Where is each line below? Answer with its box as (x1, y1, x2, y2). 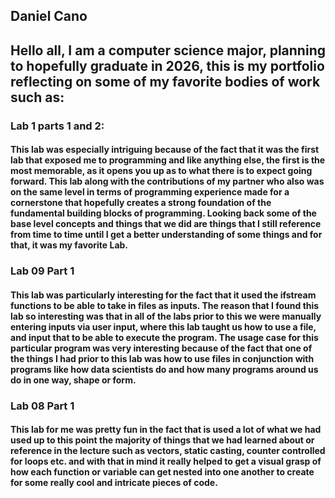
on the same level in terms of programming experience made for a (10, 186, 290, 198)
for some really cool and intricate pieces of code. (10, 477, 218, 489)
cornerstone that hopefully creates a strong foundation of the (10, 197, 272, 209)
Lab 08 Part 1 (10, 399, 75, 413)
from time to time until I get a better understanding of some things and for (10, 229, 323, 241)
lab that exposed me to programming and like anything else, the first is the (10, 154, 326, 166)
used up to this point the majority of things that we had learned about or (10, 434, 315, 446)
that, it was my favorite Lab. (10, 239, 129, 251)
